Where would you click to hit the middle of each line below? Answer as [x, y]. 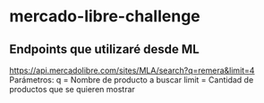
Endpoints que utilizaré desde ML [104, 49]
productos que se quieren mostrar [72, 89]
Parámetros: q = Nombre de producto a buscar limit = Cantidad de [132, 80]
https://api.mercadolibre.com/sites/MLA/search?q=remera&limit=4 [132, 70]
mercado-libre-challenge [105, 16]
